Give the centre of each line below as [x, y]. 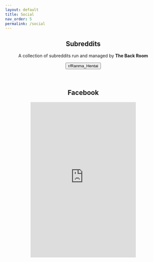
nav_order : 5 [19, 19]
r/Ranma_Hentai [83, 66]
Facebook [83, 93]
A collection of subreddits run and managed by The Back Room [83, 56]
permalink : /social [25, 24]
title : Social [20, 14]
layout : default [22, 10]
